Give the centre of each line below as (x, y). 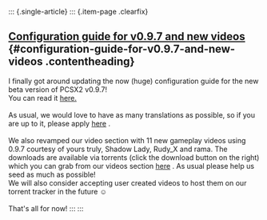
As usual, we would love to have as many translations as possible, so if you (132, 114)
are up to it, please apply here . (60, 123)
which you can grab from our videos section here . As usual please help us (131, 166)
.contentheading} (90, 62)
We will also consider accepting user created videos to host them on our (128, 182)
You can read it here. (43, 98)
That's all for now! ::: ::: (46, 208)
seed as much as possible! (52, 174)
